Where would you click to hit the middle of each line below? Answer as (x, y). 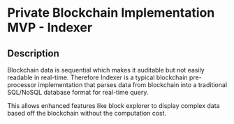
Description (33, 53)
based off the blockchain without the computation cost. (87, 113)
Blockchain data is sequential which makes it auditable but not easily (106, 70)
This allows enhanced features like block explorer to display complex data (114, 106)
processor (22, 85)
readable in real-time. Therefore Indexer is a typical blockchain (97, 77)
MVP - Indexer (50, 28)
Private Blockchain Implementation (111, 13)
